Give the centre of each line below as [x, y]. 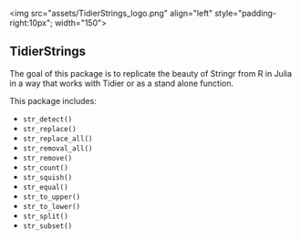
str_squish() [47, 177]
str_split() [45, 216]
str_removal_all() [57, 148]
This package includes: [53, 100]
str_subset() [47, 226]
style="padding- [245, 13]
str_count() [45, 168]
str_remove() [47, 158]
